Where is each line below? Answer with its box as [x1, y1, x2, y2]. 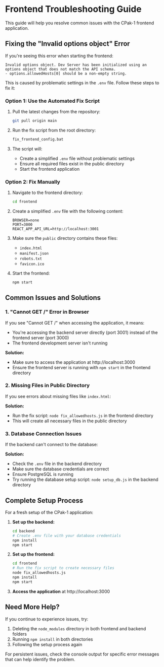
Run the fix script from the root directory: [12, 127, 96, 133]
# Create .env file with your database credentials [12, 533, 121, 538]
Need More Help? [5, 603, 60, 611]
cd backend [12, 529, 35, 534]
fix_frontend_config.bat [12, 136, 64, 142]
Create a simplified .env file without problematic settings [19, 155, 135, 161]
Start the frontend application [19, 166, 80, 172]
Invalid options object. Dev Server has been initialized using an [5, 62, 147, 67]
